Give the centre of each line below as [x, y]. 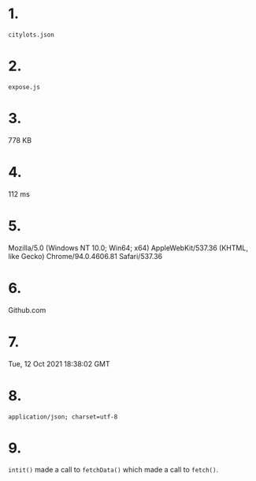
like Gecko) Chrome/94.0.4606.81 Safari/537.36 [85, 256]
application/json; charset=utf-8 [63, 417]
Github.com [27, 310]
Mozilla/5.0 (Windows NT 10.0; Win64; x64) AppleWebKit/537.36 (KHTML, [128, 248]
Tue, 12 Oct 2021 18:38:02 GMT [59, 363]
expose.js [24, 87]
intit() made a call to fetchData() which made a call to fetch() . [113, 470]
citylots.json [32, 35]
